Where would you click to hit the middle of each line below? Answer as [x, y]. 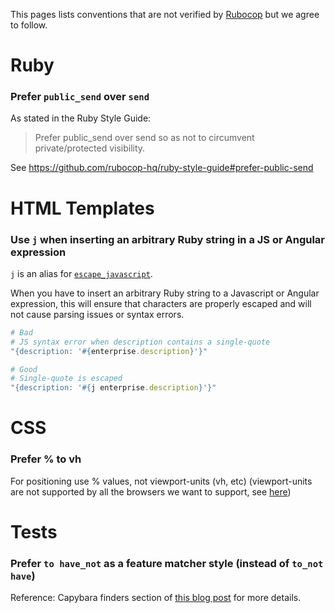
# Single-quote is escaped [66, 379]
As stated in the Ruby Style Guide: [81, 118]
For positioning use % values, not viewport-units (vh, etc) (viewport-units [161, 481]
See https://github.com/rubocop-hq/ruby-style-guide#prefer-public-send [162, 168]
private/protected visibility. [90, 148]
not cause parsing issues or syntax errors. [97, 314]
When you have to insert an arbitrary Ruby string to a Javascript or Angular [165, 293]
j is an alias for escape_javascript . [81, 273]
